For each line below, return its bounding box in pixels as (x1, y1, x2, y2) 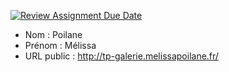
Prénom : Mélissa (24, 40, 97, 51)
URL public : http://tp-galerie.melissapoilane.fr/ (24, 50, 219, 62)
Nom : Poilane (24, 29, 83, 40)
